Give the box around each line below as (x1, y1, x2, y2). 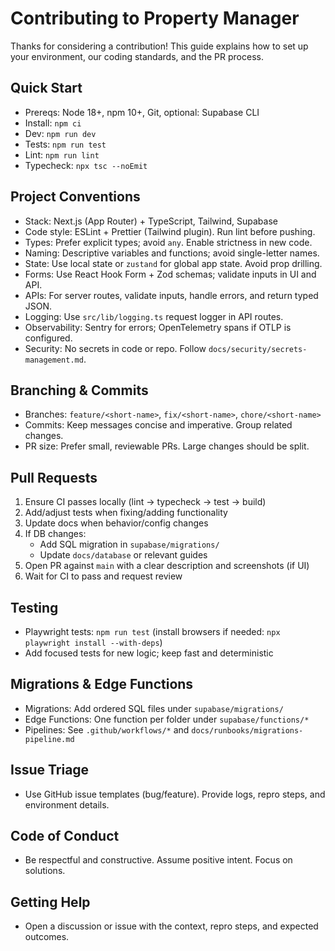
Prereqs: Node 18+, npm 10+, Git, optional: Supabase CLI (24, 106, 260, 118)
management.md (24, 355, 84, 365)
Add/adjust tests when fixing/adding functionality (24, 507, 228, 519)
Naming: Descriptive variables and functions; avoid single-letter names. (24, 247, 320, 259)
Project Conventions (10, 188, 141, 206)
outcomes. (24, 931, 70, 943)
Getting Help (10, 893, 91, 911)
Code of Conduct (10, 828, 120, 845)
